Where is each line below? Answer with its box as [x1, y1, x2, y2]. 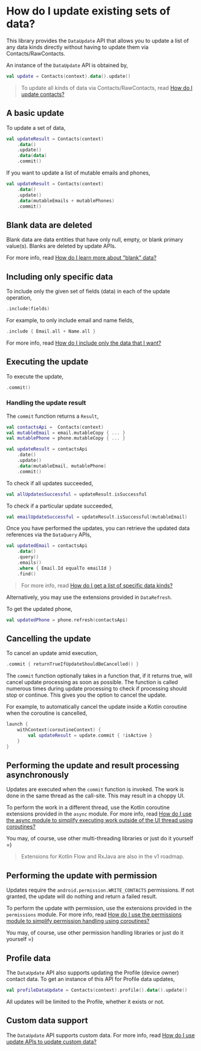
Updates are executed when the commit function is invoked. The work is [6, 786, 184, 793]
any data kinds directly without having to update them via [6, 43, 149, 51]
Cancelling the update [6, 634, 92, 644]
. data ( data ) [17, 153, 47, 159]
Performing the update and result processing [6, 761, 179, 771]
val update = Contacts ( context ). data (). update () [6, 73, 131, 79]
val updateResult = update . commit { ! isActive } [28, 732, 153, 739]
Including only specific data [6, 272, 113, 282]
